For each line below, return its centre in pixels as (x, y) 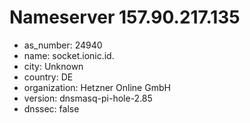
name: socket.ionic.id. (69, 55)
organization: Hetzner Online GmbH (97, 87)
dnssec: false (51, 108)
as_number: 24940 (63, 45)
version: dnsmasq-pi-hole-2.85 (88, 98)
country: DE (48, 77)
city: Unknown (53, 66)
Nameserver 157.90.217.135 (125, 17)
